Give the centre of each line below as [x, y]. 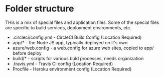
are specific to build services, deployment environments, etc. [68, 27]
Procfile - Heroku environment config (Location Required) [72, 69]
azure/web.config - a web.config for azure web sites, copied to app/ [83, 48]
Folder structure [40, 9]
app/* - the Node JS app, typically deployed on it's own [70, 42]
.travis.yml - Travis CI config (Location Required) [63, 64]
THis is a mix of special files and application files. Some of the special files [82, 22]
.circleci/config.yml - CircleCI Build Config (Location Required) [77, 37]
